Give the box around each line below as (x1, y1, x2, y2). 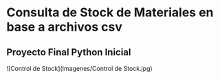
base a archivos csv (6, 19, 123, 35)
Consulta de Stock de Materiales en (6, 5, 214, 20)
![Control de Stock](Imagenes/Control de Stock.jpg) (6, 65, 153, 72)
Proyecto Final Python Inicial (6, 46, 131, 58)
